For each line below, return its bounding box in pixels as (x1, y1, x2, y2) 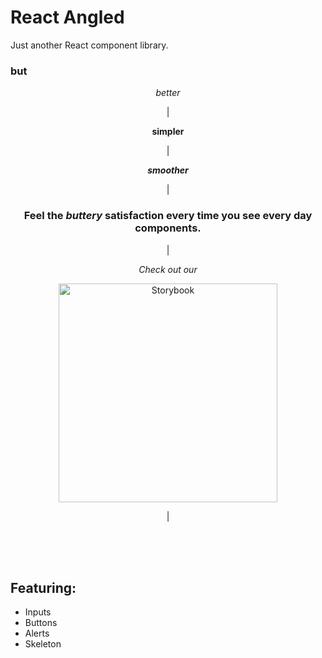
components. (134, 221, 202, 235)
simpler (151, 126, 185, 138)
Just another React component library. (10, 39, 169, 51)
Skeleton (24, 638, 62, 650)
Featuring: (10, 579, 77, 596)
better (155, 87, 181, 99)
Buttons (24, 617, 58, 629)
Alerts (24, 627, 50, 640)
